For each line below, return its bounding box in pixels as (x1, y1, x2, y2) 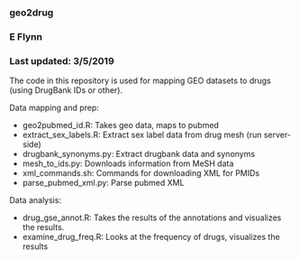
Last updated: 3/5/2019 (9, 54, 114, 67)
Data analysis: (9, 195, 61, 206)
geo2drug (9, 6, 54, 19)
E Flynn (9, 30, 43, 42)
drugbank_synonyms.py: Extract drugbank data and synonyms (22, 149, 255, 160)
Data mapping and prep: (9, 102, 99, 114)
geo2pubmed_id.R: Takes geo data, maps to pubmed (22, 120, 219, 131)
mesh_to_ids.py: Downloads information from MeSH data (22, 158, 234, 169)
